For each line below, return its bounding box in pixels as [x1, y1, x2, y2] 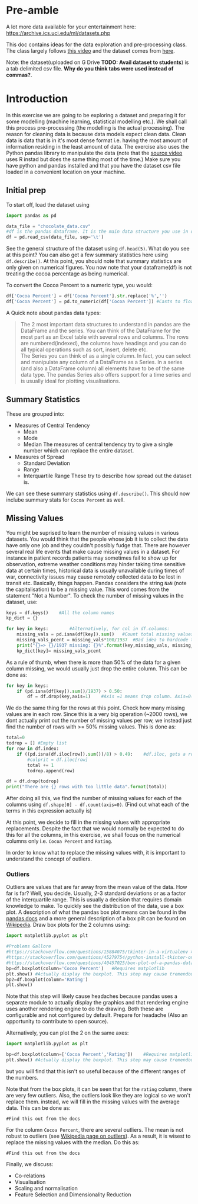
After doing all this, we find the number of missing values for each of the [6, 795, 182, 802]
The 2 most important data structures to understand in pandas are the [20, 320, 190, 328]
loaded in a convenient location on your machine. [6, 168, 126, 175]
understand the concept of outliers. [6, 855, 93, 862]
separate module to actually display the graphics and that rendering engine [6, 999, 189, 1006]
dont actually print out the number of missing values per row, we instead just [6, 717, 192, 724]
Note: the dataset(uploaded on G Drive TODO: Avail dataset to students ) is [6, 59, 189, 66]
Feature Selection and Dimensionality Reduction [14, 1191, 131, 1198]
